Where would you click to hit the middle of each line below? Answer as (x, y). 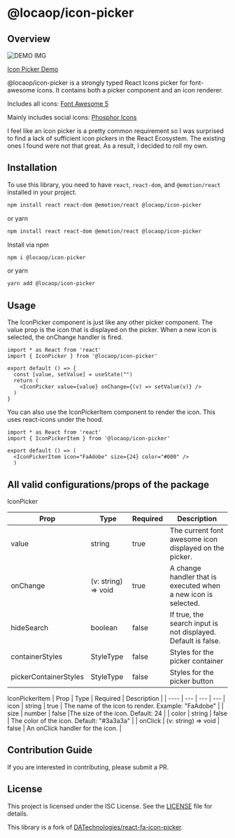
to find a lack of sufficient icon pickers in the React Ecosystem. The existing (116, 138)
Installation (32, 168)
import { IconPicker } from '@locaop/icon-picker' (83, 356)
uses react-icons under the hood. (55, 420)
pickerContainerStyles (47, 676)
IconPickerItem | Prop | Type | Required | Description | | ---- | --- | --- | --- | (116, 698)
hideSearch (30, 627)
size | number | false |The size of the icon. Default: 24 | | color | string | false (117, 713)
